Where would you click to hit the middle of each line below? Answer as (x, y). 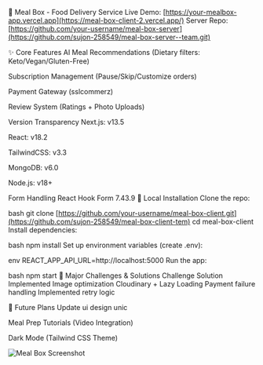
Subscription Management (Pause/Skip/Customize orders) (103, 76)
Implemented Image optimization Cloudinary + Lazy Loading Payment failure (132, 284)
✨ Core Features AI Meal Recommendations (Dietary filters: (104, 52)
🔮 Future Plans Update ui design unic (68, 307)
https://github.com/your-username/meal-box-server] (97, 29)
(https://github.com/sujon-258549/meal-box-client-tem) (99, 221)
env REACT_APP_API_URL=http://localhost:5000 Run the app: (108, 260)
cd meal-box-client (223, 221)
